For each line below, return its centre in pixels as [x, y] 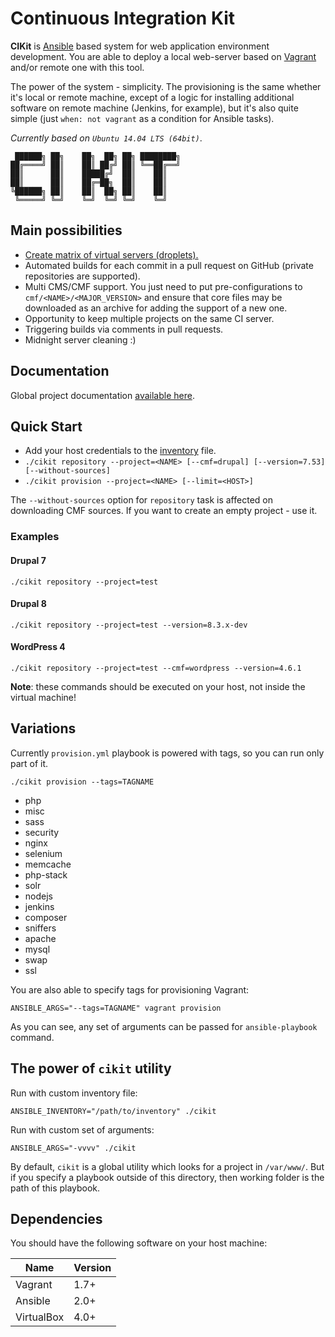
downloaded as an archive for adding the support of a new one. [156, 308]
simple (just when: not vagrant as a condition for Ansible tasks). [142, 118]
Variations [43, 728]
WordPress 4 [38, 647]
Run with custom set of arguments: [82, 1129]
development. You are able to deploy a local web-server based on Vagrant [163, 56]
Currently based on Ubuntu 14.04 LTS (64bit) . [106, 138]
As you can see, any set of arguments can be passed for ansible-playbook [164, 1026]
